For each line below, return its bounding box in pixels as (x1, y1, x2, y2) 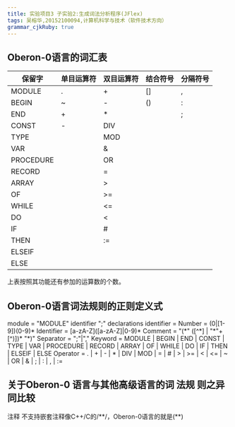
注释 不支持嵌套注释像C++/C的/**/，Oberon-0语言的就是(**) (7, 412, 183, 421)
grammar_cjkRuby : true (7, 23, 74, 30)
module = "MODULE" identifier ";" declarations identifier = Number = (7, 319, 208, 327)
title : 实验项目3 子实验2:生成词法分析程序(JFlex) (7, 10, 143, 18)
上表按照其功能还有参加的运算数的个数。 (7, 277, 125, 286)
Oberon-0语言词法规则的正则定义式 (7, 300, 163, 312)
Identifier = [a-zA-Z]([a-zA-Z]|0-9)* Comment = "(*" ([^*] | (36, 327, 208, 335)
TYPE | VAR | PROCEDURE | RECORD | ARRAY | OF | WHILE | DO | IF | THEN (7, 342, 228, 350)
